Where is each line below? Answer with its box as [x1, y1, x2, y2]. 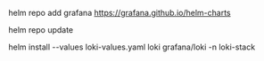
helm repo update [8, 25, 74, 34]
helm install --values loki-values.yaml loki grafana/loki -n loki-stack [8, 42, 256, 52]
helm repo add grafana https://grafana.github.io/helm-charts [8, 8, 231, 18]
